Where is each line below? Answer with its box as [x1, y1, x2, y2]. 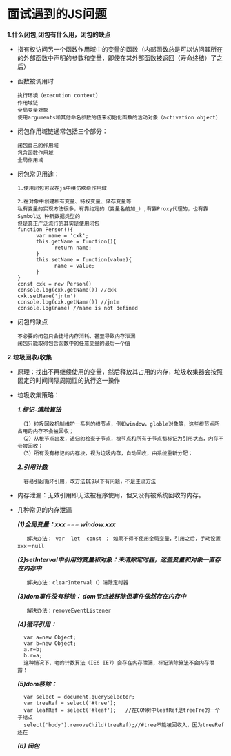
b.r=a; [23, 652, 43, 659]
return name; [54, 244, 92, 251]
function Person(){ [17, 226, 74, 233]
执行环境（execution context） [17, 92, 101, 99]
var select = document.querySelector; [23, 693, 135, 700]
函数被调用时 [17, 77, 54, 85]
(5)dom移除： [17, 679, 57, 688]
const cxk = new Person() [17, 280, 92, 287]
